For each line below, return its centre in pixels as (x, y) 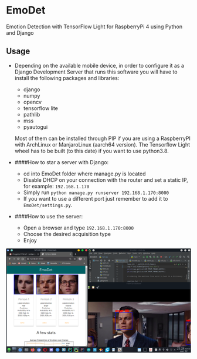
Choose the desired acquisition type (67, 234)
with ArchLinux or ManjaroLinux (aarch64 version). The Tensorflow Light (102, 144)
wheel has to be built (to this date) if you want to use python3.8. (91, 151)
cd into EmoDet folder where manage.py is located (84, 174)
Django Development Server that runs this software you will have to (96, 72)
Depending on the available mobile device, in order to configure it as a (99, 65)
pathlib (32, 114)
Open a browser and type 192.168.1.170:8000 (78, 228)
